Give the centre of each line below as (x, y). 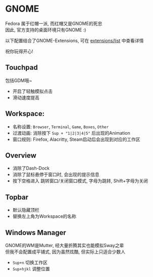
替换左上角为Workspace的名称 (44, 216)
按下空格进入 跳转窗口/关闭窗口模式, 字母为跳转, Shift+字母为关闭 (80, 181)
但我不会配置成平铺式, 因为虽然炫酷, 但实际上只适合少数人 (65, 252)
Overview (21, 155)
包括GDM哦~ (19, 80)
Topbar (17, 197)
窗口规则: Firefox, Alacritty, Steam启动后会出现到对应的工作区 (76, 139)
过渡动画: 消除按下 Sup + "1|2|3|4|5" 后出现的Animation (71, 133)
